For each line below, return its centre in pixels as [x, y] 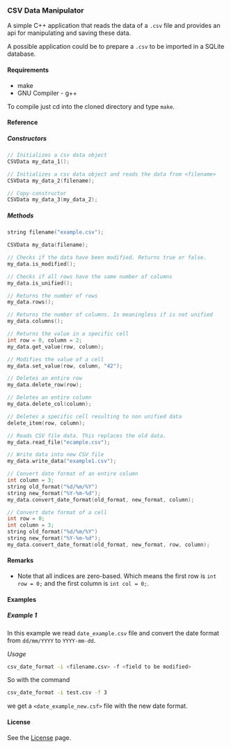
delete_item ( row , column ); [46, 423]
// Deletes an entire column [49, 398]
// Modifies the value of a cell [56, 359]
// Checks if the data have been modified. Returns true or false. [107, 258]
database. [22, 54]
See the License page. [39, 737]
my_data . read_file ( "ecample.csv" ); [59, 442]
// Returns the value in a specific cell [68, 334]
